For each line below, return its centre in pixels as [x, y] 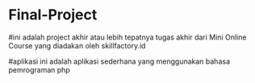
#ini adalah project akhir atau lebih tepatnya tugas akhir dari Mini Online [127, 37]
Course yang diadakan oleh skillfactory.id [77, 45]
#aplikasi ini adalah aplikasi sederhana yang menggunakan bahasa [119, 61]
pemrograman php [39, 69]
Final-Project [53, 15]
